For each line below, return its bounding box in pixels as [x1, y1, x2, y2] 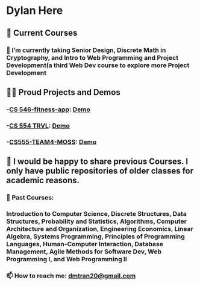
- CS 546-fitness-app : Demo [6, 105, 90, 114]
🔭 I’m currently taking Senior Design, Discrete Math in [6, 46, 166, 54]
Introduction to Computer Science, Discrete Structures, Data [6, 209, 187, 218]
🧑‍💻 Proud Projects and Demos [6, 87, 120, 97]
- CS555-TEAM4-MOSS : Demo [6, 137, 97, 146]
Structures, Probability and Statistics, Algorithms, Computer [6, 217, 187, 226]
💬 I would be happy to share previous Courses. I [6, 157, 189, 167]
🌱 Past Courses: [6, 193, 54, 201]
